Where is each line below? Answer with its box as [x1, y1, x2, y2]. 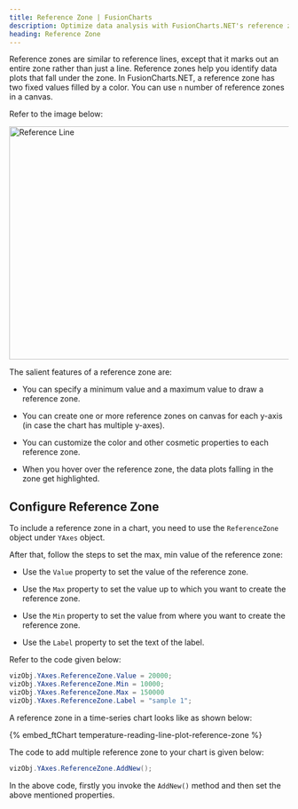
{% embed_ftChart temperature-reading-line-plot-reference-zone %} [9, 729, 263, 740]
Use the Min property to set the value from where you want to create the [21, 610, 286, 622]
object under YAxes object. [9, 532, 106, 543]
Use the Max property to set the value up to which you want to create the [21, 583, 286, 595]
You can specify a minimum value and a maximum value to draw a [21, 384, 264, 395]
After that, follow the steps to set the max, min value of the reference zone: [9, 550, 284, 560]
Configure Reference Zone [9, 499, 160, 514]
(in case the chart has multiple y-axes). [21, 420, 166, 431]
